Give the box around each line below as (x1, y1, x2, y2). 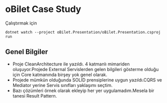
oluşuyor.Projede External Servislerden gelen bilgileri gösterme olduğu (12, 66, 159, 72)
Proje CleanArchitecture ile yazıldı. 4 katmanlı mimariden (12, 61, 130, 67)
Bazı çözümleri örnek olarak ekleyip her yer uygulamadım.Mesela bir (12, 87, 154, 93)
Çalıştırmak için (5, 20, 37, 26)
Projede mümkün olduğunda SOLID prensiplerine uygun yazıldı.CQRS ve (12, 76, 162, 83)
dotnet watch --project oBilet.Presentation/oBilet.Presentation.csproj (5, 29, 161, 34)
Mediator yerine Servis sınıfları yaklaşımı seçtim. (12, 82, 113, 88)
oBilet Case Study (5, 3, 81, 15)
